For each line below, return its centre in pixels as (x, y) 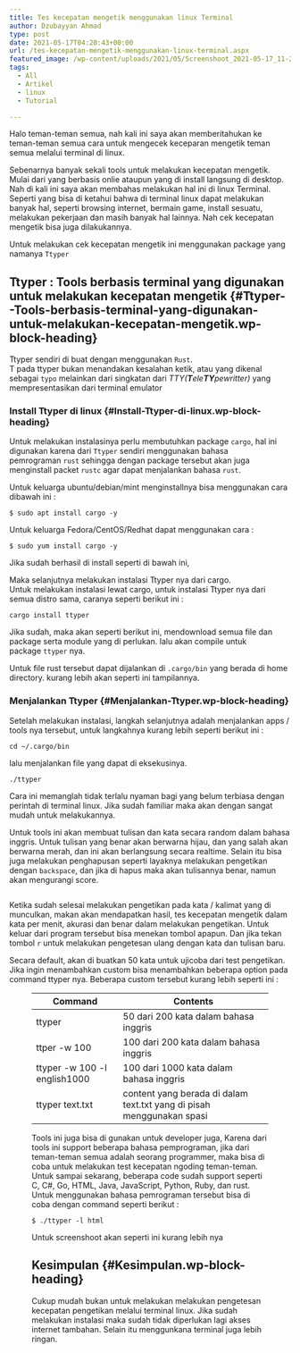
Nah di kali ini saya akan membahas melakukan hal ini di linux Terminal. (140, 189)
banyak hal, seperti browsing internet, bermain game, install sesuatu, (136, 208)
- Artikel (35, 84)
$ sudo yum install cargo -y (63, 546)
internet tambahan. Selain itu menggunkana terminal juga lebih (146, 1329)
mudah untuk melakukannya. (62, 815)
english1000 (63, 1079)
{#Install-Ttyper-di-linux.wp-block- (183, 411)
